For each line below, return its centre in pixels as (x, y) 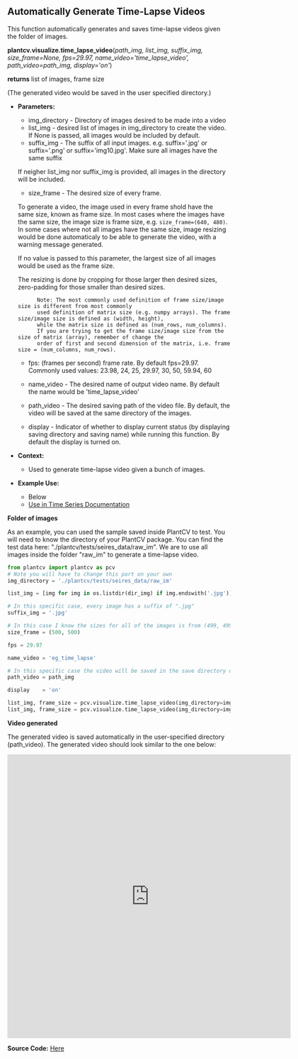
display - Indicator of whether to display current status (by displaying (129, 427)
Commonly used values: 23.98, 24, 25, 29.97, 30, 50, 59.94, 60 (120, 370)
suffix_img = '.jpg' (38, 613)
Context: (31, 455)
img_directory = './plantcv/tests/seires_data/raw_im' (90, 581)
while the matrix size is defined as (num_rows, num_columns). (132, 325)
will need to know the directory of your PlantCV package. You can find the (115, 539)
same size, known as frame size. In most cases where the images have (121, 214)
